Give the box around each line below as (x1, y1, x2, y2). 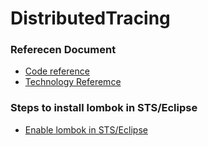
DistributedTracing (10, 7, 171, 30)
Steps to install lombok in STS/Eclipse (10, 101, 198, 115)
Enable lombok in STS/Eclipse (24, 123, 148, 136)
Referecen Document (10, 43, 117, 57)
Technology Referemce (24, 76, 122, 88)
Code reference (24, 65, 90, 77)
